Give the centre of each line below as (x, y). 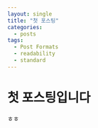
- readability (34, 54)
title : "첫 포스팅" (33, 21)
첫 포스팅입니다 (49, 97)
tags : (15, 41)
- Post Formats (36, 47)
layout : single (30, 14)
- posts (25, 34)
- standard (30, 60)
